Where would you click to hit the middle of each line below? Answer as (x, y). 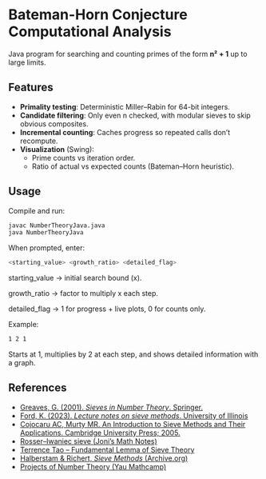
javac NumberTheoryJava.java (57, 226)
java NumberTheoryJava (46, 233)
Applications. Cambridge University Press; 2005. (100, 433)
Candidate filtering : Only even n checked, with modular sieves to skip (135, 115)
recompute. (39, 141)
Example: (24, 325)
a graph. (22, 363)
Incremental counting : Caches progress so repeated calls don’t (125, 132)
